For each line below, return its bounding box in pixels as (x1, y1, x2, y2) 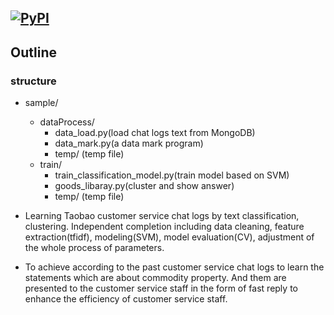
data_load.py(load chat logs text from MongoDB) (54, 127, 256, 139)
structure (10, 74, 57, 88)
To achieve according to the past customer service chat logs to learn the (24, 261, 325, 273)
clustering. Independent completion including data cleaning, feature (24, 221, 305, 233)
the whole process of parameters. (24, 242, 165, 254)
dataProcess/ (39, 116, 95, 128)
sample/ (24, 97, 59, 109)
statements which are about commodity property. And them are (24, 272, 287, 284)
